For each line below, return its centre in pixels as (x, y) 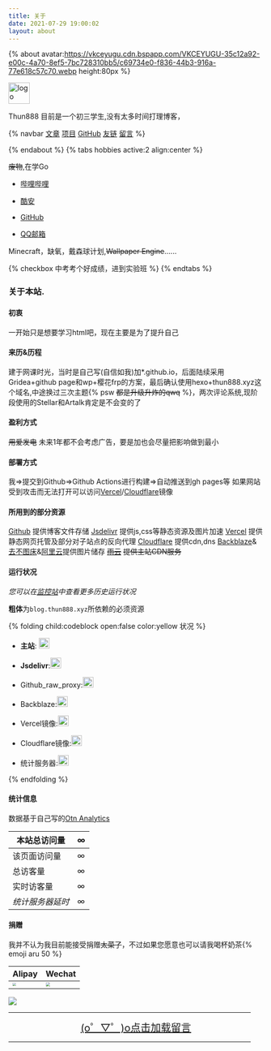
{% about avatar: (36, 54)
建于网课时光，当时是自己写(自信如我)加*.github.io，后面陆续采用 (116, 372)
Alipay (25, 973)
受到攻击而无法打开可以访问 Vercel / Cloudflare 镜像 (91, 492)
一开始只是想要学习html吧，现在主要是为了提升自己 (94, 332)
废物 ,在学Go (28, 166)
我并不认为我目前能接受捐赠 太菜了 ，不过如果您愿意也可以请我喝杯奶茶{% (130, 944)
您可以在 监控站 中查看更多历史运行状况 (72, 591)
